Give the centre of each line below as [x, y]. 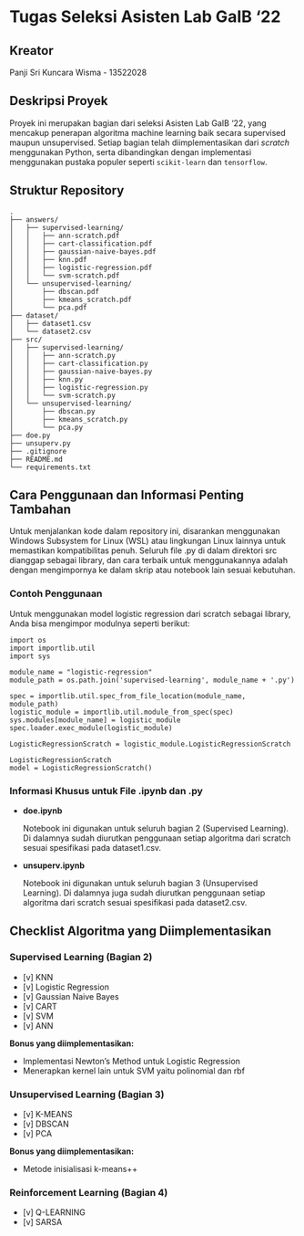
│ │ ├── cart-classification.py [79, 363]
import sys [30, 656]
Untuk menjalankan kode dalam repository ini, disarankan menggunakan [145, 531]
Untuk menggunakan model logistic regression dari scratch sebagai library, [150, 613]
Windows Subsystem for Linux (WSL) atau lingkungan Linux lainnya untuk [148, 541]
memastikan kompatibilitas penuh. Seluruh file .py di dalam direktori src [143, 550]
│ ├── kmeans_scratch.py [69, 419]
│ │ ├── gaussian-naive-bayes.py [81, 372]
